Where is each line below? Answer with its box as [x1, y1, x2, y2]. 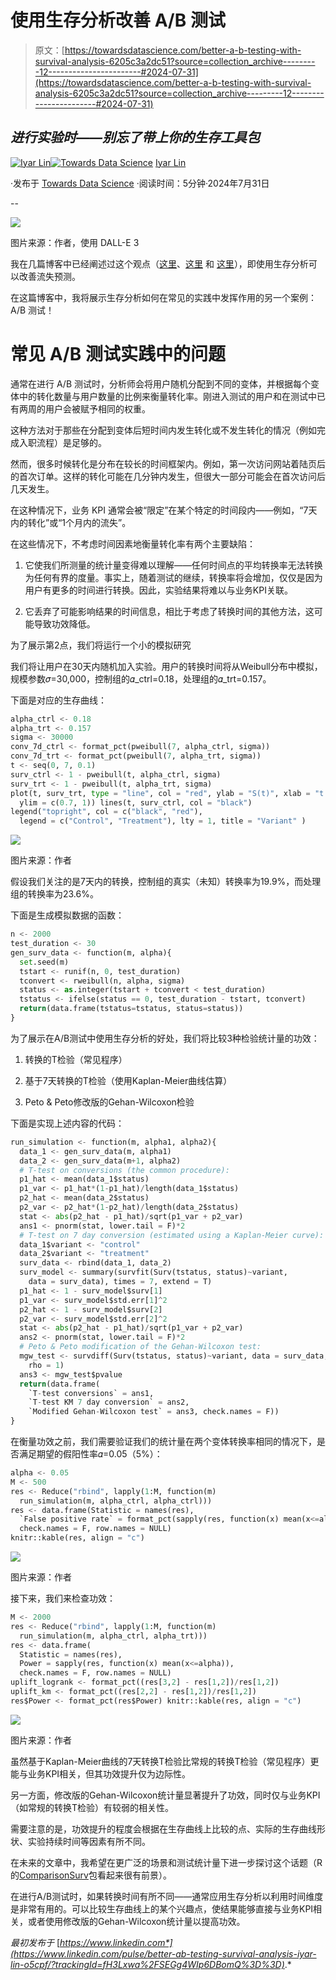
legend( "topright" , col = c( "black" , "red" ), [10, 807, 203, 817]
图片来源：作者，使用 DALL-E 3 [10, 236, 140, 248]
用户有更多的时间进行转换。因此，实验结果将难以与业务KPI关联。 [24, 584, 293, 596]
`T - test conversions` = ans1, [28, 1388, 155, 1398]
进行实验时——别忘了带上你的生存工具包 [10, 129, 261, 146]
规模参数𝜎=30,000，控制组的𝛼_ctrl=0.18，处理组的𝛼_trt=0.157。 [10, 672, 272, 685]
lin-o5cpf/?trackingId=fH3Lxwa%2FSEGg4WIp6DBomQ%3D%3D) [10, 1958, 285, 1970]
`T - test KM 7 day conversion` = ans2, [28, 1397, 190, 1408]
